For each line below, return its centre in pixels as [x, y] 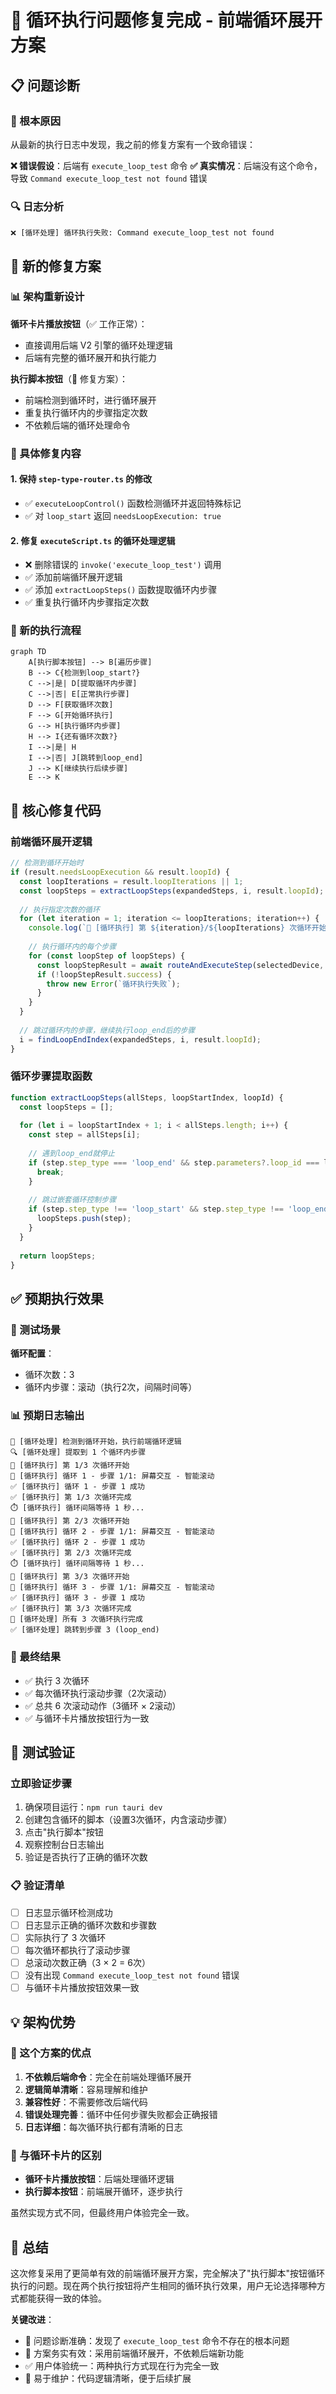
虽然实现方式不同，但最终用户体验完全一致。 [102, 2213]
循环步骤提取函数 [51, 1076]
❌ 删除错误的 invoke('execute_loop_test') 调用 [123, 565]
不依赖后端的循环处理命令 [77, 425]
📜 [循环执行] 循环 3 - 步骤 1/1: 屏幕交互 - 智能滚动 [112, 1587]
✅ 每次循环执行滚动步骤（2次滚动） [98, 1693]
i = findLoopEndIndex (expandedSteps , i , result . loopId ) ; [140, 1039]
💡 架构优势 [43, 2022]
